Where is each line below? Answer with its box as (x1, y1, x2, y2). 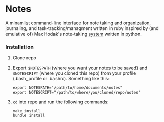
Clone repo (12, 55, 37, 61)
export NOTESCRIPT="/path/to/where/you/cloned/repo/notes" (12, 90, 141, 95)
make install (12, 109, 41, 114)
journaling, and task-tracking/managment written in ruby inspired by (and (5, 25, 159, 31)
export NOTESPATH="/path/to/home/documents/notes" (12, 85, 123, 90)
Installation (5, 43, 34, 50)
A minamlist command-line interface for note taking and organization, (5, 20, 151, 26)
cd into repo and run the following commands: (12, 99, 109, 105)
